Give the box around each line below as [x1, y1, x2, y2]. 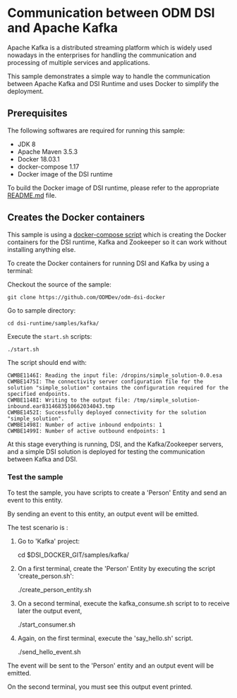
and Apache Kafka [7, 20, 119, 36]
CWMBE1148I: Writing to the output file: [7, 397, 131, 404]
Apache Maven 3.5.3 [17, 147, 78, 156]
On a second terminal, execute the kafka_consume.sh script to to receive [17, 598, 230, 608]
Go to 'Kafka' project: [17, 536, 80, 545]
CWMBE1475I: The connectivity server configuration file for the [7, 378, 203, 385]
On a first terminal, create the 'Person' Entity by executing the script [17, 564, 215, 572]
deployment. [7, 87, 44, 95]
